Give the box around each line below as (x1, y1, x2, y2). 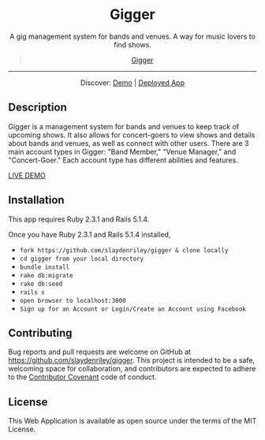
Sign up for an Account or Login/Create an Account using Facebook (19, 305, 246, 313)
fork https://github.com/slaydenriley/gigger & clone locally (19, 246, 229, 254)
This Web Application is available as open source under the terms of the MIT (8, 416, 257, 426)
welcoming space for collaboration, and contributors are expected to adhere (8, 364, 256, 374)
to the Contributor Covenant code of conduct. (8, 372, 157, 382)
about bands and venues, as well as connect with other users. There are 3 (8, 138, 249, 147)
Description (8, 101, 67, 114)
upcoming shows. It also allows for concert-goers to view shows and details (8, 130, 256, 140)
